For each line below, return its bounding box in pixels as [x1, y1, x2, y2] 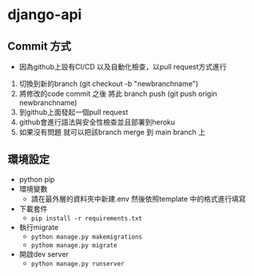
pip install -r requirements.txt [30, 214, 143, 223]
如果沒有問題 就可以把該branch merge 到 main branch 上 [18, 128, 205, 136]
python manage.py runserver [30, 259, 125, 268]
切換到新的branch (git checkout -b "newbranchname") [18, 79, 199, 89]
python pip [18, 174, 55, 184]
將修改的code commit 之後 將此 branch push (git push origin [18, 89, 217, 98]
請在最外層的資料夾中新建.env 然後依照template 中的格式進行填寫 [30, 194, 246, 203]
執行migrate [18, 222, 59, 232]
